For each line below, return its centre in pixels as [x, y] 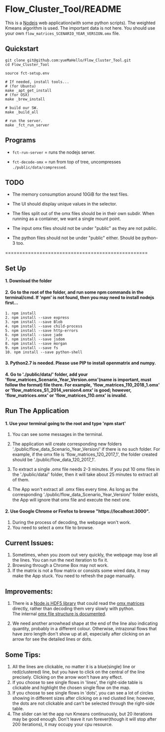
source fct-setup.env [27, 73]
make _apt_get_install [28, 90]
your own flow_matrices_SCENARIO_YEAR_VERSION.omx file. [63, 33]
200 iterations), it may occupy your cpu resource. [63, 724]
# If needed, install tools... [37, 82]
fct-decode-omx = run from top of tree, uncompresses [66, 162]
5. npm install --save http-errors [42, 330]
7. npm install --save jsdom [35, 339]
